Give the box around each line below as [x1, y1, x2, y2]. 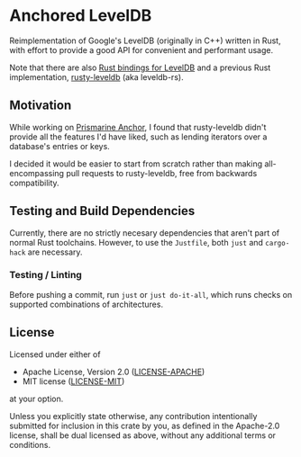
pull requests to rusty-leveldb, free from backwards [66, 167, 258, 178]
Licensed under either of [9, 348, 101, 360]
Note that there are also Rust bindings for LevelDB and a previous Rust [9, 62, 271, 73]
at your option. [9, 393, 64, 404]
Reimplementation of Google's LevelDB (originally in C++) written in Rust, [9, 35, 281, 46]
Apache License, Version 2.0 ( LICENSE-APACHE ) [22, 366, 205, 377]
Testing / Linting [9, 269, 83, 282]
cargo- [265, 238, 290, 247]
